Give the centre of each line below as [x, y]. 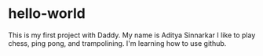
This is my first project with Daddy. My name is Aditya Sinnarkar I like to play [132, 35]
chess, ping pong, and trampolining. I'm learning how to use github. [117, 43]
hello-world [47, 14]
